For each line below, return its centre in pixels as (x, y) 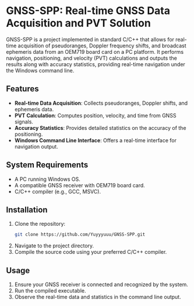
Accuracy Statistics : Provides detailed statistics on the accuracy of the (100, 128)
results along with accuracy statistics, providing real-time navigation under (96, 64)
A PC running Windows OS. (47, 179)
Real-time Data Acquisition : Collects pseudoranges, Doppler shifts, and (101, 103)
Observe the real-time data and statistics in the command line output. (98, 297)
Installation (27, 210)
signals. (24, 122)
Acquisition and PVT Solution (79, 23)
